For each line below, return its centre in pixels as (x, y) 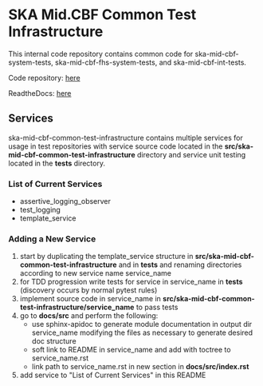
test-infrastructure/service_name (77, 307)
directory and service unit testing (191, 154)
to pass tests (157, 307)
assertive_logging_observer (65, 201)
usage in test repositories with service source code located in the (116, 146)
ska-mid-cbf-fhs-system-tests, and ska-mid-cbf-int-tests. (151, 62)
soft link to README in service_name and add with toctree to (131, 350)
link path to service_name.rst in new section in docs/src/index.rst (140, 367)
